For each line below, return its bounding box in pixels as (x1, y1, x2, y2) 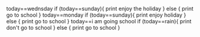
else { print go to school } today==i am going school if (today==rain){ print (6, 18, 192, 24)
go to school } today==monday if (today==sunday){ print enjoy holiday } (6, 11, 187, 18)
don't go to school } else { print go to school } (6, 24, 120, 31)
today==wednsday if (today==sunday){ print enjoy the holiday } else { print (6, 5, 194, 12)
